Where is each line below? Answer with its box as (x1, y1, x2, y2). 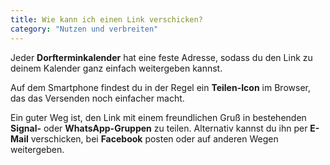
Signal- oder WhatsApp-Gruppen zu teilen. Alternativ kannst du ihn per (10, 122, 308, 134)
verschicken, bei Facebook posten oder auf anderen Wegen (30, 132, 279, 145)
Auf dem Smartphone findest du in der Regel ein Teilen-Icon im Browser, (10, 81, 311, 93)
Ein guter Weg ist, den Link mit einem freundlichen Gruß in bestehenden (10, 111, 307, 123)
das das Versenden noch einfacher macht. (10, 92, 185, 104)
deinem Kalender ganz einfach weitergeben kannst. (10, 62, 223, 74)
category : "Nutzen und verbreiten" (10, 24, 159, 34)
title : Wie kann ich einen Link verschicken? (10, 14, 203, 25)
